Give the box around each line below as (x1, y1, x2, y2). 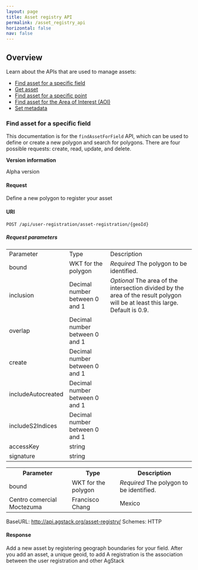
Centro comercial (9, 495, 57, 503)
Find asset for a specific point (14, 92, 87, 99)
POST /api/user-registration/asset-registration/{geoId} (6, 221, 149, 227)
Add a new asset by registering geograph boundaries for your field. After (6, 544, 183, 552)
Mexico (120, 499, 140, 507)
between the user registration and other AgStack (6, 557, 125, 564)
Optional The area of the (110, 276, 178, 284)
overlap (9, 326, 31, 335)
